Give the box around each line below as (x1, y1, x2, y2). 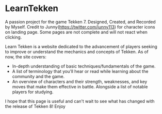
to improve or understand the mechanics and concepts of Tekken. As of (5, 49, 149, 55)
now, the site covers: (5, 54, 47, 59)
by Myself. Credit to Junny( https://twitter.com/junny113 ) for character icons (5, 24, 155, 29)
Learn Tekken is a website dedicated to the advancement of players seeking (5, 43, 158, 49)
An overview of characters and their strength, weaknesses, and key (12, 78, 147, 85)
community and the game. (12, 73, 65, 79)
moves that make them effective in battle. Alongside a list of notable (12, 84, 148, 89)
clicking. (5, 34, 22, 40)
